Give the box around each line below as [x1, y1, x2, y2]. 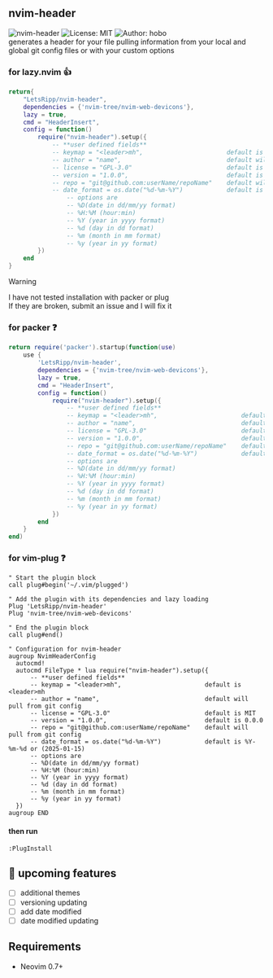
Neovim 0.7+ [19, 961, 63, 971]
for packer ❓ [8, 322, 58, 333]
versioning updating [19, 897, 88, 907]
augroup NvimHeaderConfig [8, 652, 96, 660]
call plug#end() [8, 631, 63, 639]
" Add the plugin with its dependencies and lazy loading [8, 595, 209, 603]
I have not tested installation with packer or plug [8, 292, 169, 302]
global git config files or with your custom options [8, 45, 175, 55]
